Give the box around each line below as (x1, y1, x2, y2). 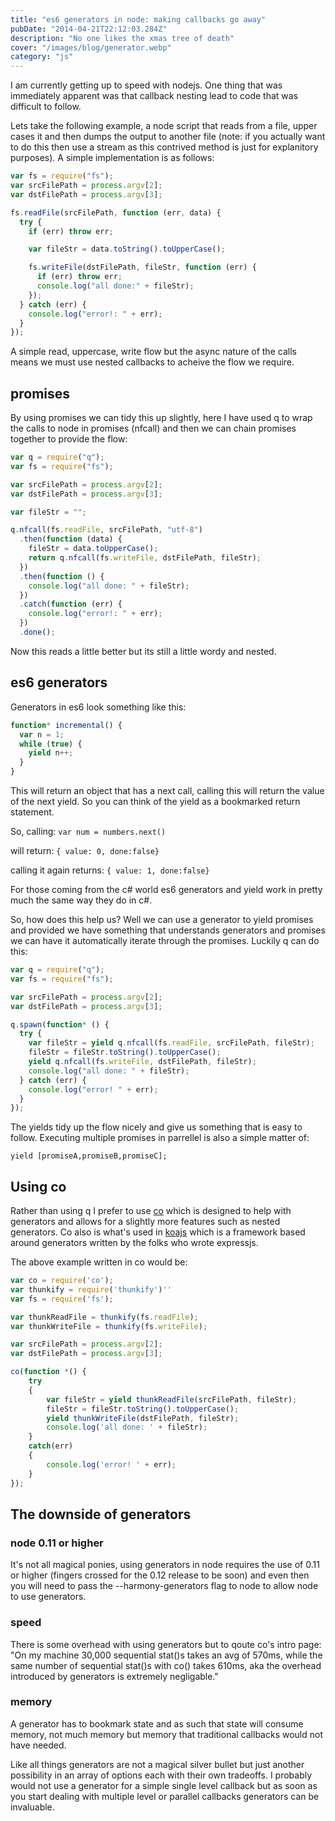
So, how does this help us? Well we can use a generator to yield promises (10, 914, 314, 925)
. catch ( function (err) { (19, 599, 123, 610)
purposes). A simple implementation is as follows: (10, 152, 215, 164)
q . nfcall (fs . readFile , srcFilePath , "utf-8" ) (10, 525, 203, 535)
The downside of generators (10, 1506, 192, 1523)
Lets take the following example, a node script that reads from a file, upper (10, 120, 318, 132)
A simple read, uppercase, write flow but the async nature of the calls (10, 346, 297, 358)
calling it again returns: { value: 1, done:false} (10, 864, 210, 876)
